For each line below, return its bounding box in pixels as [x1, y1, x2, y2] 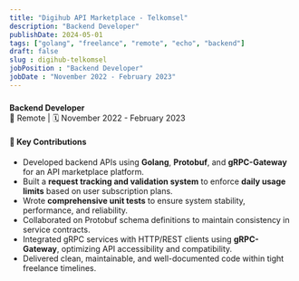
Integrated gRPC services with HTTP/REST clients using [22, 233, 233, 245]
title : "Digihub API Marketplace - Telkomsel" [9, 13, 188, 23]
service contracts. [22, 224, 91, 235]
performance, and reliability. [22, 205, 129, 216]
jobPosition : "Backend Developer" [9, 64, 144, 73]
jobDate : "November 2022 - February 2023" [9, 73, 177, 82]
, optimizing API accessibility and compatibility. [56, 243, 233, 254]
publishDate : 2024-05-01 [9, 30, 103, 39]
